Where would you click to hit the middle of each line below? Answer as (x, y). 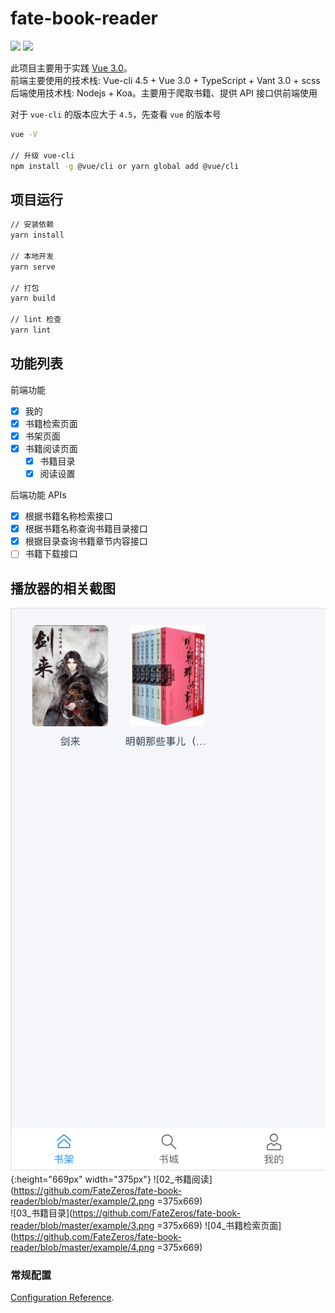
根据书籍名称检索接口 (68, 516)
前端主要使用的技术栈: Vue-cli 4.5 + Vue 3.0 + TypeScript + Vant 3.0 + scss (165, 80)
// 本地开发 (32, 256)
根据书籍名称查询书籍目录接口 (86, 529)
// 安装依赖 (32, 225)
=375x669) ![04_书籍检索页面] (219, 1225)
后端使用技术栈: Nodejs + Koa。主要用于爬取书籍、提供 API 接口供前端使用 (164, 93)
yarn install (37, 235)
